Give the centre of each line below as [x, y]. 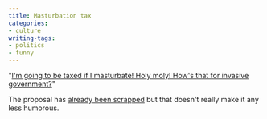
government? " [32, 84]
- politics [27, 46]
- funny [21, 53]
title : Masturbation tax [50, 16]
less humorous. [34, 108]
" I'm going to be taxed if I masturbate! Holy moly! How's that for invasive [129, 75]
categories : [28, 23]
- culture [25, 30]
